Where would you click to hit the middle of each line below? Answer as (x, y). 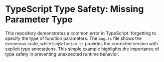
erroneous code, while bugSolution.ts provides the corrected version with (82, 43)
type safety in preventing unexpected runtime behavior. (62, 54)
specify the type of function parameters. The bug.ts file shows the (74, 38)
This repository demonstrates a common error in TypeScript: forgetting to (81, 33)
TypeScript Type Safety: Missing (75, 9)
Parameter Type (39, 19)
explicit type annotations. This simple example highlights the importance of (82, 49)
